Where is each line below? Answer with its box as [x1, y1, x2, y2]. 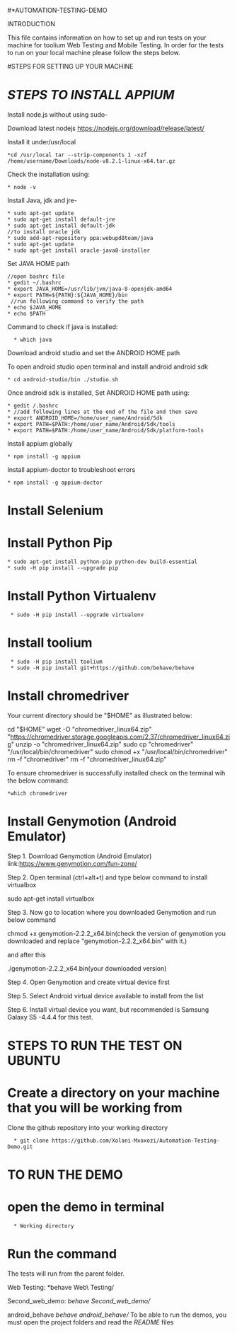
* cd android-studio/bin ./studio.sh [7, 376, 119, 383]
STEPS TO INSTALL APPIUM [7, 87, 175, 103]
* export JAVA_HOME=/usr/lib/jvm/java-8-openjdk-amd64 [7, 285, 173, 292]
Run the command [7, 1246, 117, 1262]
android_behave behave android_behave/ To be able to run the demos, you [7, 1310, 227, 1319]
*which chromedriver [7, 790, 69, 797]
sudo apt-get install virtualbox [7, 894, 95, 903]
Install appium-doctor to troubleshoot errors [7, 465, 136, 473]
